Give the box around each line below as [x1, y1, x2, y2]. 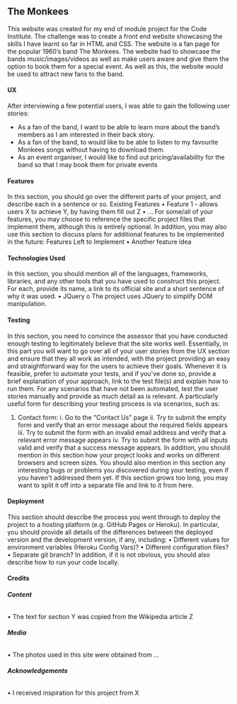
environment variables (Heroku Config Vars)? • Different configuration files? [7, 543, 229, 551]
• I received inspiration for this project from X [7, 688, 139, 697]
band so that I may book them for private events [17, 161, 158, 169]
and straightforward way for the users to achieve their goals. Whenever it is [7, 361, 227, 370]
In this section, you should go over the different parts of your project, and [7, 193, 221, 201]
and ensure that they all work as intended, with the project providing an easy [7, 354, 231, 363]
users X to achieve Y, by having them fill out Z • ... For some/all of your [7, 208, 214, 216]
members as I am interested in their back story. [17, 130, 156, 139]
